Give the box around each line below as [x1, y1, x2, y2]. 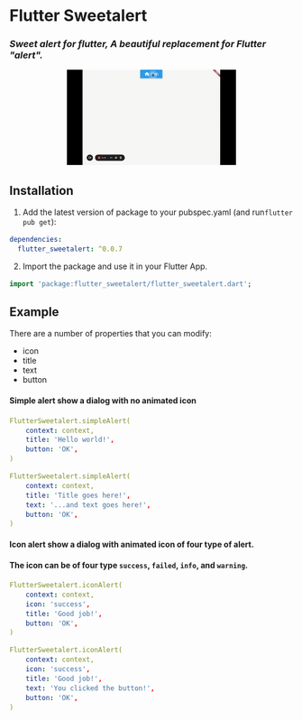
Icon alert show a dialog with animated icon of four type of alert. [9, 539, 254, 549]
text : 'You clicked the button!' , [25, 683, 155, 693]
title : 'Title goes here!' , [25, 491, 131, 500]
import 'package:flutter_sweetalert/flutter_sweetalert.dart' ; [9, 279, 252, 289]
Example [9, 304, 59, 320]
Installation [9, 182, 74, 198]
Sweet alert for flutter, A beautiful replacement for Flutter [9, 38, 267, 51]
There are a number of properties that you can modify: [9, 328, 212, 339]
